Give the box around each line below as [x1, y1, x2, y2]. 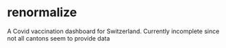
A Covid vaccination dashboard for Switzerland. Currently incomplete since [7, 27, 220, 35]
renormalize [7, 5, 77, 20]
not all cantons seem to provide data [7, 34, 110, 42]
